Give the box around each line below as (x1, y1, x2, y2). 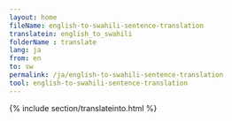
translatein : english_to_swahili (9, 29, 133, 38)
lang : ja (9, 46, 42, 55)
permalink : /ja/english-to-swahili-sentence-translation (9, 71, 224, 79)
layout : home (9, 12, 58, 22)
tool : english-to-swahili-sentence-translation (9, 79, 189, 87)
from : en (9, 54, 42, 63)
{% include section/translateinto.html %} (9, 102, 158, 113)
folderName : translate (9, 37, 97, 47)
